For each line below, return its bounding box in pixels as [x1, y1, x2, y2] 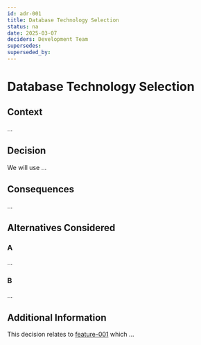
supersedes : [7, 42, 42, 49]
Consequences [7, 183, 75, 195]
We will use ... [7, 163, 47, 171]
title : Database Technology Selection [7, 17, 119, 24]
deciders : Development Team [7, 36, 89, 43]
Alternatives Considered [7, 221, 116, 233]
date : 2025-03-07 [7, 29, 58, 37]
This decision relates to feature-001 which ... [7, 330, 134, 339]
